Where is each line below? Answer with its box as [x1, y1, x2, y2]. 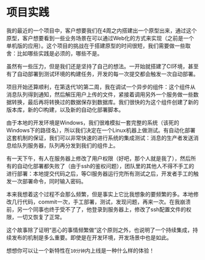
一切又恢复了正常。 [16, 213, 65, 220]
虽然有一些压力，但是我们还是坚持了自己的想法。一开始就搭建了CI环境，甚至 [6, 62, 199, 70]
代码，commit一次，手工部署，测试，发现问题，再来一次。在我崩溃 [22, 198, 191, 205]
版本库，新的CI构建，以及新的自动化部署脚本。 [6, 106, 124, 113]
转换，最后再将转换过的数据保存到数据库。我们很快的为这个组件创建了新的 [11, 98, 199, 105]
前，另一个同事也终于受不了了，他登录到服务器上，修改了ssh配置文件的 [6, 205, 187, 213]
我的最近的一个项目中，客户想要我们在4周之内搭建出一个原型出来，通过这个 [6, 27, 197, 34]
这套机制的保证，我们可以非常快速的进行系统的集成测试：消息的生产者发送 [6, 134, 193, 141]
